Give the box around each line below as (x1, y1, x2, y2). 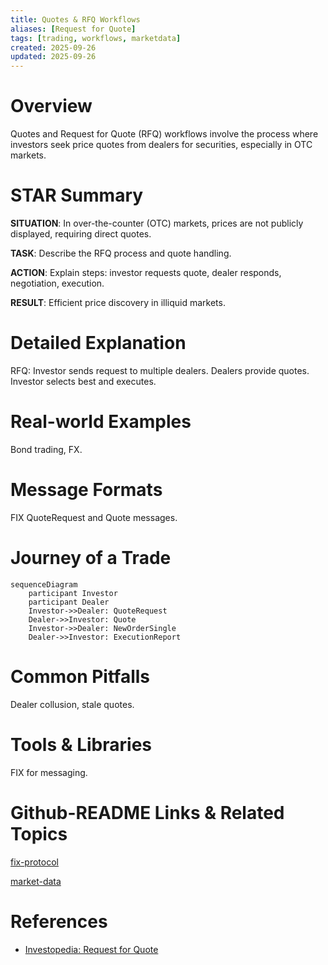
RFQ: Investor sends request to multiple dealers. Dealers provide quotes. (10, 364, 310, 376)
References (10, 910, 108, 933)
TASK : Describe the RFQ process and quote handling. (10, 247, 232, 259)
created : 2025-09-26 (10, 42, 97, 53)
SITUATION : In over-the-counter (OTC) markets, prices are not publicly (10, 217, 304, 229)
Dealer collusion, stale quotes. (10, 698, 135, 710)
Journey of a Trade (10, 547, 172, 569)
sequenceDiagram (10, 579, 78, 590)
